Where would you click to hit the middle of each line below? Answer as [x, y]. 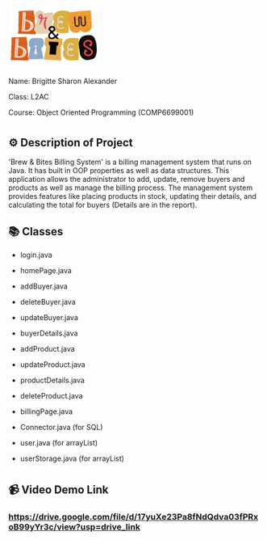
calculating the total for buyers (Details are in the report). [103, 205]
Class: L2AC [29, 96]
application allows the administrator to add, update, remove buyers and [127, 179]
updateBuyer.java [49, 318]
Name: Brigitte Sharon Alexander [63, 81]
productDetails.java [52, 380]
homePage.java [46, 271]
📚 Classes [36, 232]
